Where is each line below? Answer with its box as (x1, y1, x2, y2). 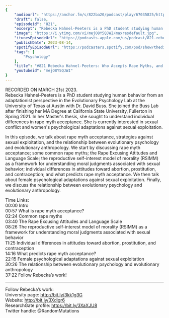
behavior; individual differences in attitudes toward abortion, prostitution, (5, 166, 156, 172)
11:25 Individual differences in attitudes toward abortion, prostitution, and (5, 240, 156, 246)
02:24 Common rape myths (5, 213, 62, 219)
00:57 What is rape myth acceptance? (5, 207, 84, 214)
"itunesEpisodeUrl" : (14, 36, 57, 41)
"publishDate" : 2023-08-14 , (14, 40, 73, 45)
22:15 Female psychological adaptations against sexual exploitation (5, 256, 144, 262)
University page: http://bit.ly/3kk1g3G (5, 291, 83, 297)
